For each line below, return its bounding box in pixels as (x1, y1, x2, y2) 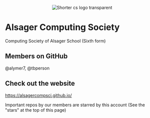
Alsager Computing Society (5, 22, 120, 33)
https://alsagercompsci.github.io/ (5, 92, 72, 98)
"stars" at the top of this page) (5, 107, 66, 113)
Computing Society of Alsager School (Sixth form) (5, 38, 106, 44)
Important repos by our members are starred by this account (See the (5, 102, 145, 108)
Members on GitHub (5, 52, 68, 61)
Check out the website (5, 79, 75, 88)
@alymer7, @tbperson (5, 65, 50, 71)
